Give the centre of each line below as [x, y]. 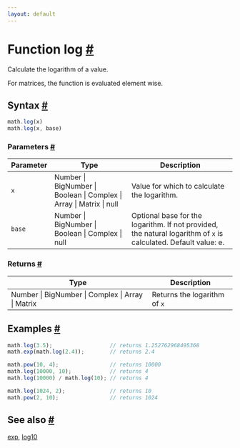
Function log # [51, 49]
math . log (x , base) [35, 129]
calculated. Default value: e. [178, 242]
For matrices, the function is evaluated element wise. [85, 83]
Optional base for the [166, 216]
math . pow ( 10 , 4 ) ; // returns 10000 [84, 365]
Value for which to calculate [178, 186]
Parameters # [31, 147]
